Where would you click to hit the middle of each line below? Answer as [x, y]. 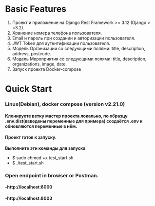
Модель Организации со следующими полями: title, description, [78, 48]
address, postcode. [31, 53]
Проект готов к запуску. [31, 137]
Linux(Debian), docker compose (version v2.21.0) [65, 104]
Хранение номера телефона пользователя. [57, 33]
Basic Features [36, 9]
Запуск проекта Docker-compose [47, 69]
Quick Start [29, 89]
